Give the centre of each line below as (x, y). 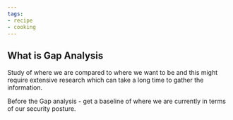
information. (25, 88)
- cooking (22, 27)
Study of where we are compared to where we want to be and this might (113, 73)
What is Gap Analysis (55, 55)
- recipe (20, 20)
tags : (15, 14)
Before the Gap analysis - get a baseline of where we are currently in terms (116, 101)
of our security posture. (42, 109)
